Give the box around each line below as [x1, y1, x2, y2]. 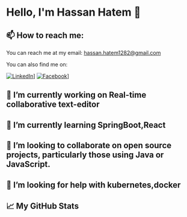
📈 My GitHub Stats [6, 201, 79, 211]
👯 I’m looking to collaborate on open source [6, 140, 172, 151]
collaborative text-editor [6, 99, 100, 110]
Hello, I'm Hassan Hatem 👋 [6, 5, 141, 19]
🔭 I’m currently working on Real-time [6, 90, 147, 100]
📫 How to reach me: [6, 30, 84, 40]
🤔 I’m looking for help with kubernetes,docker [6, 180, 181, 190]
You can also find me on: [6, 61, 68, 68]
